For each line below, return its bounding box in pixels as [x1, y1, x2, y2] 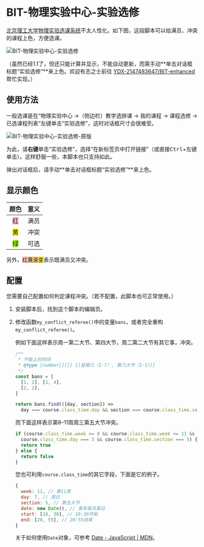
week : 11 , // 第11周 [21, 489, 71, 495]
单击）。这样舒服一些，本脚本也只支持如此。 [6, 153, 115, 160]
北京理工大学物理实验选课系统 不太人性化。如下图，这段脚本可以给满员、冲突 [6, 27, 198, 34]
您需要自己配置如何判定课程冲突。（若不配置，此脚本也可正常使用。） [6, 292, 177, 300]
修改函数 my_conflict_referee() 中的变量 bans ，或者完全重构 [15, 318, 163, 326]
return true [21, 442, 51, 448]
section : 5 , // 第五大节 [21, 500, 80, 506]
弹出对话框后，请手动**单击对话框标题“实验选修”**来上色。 [6, 166, 155, 173]
